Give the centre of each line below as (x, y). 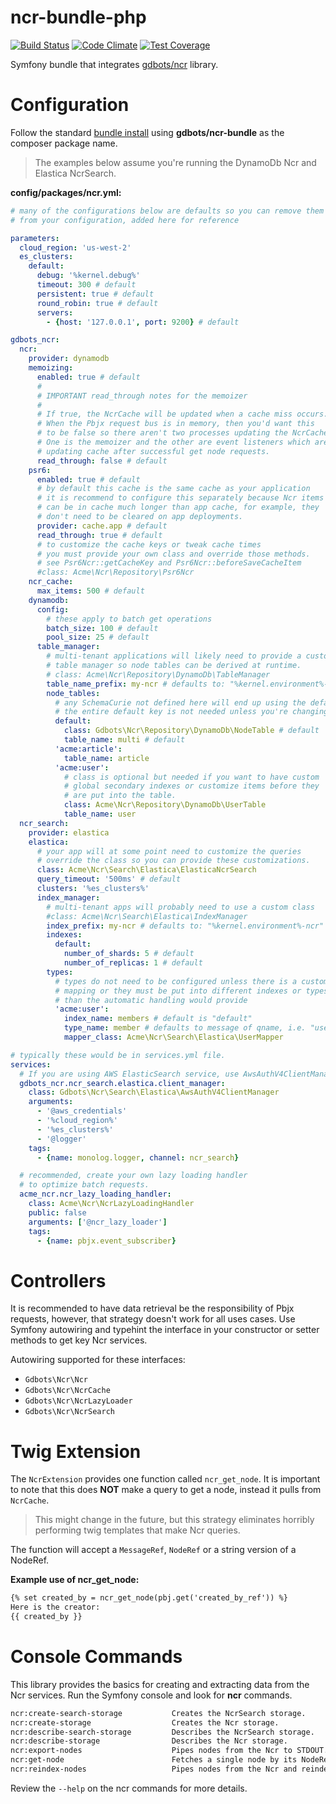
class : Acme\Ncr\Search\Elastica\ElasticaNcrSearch (146, 870)
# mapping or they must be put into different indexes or (178, 991)
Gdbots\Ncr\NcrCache (67, 1391)
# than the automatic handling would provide (151, 1000)
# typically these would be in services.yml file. (118, 1055)
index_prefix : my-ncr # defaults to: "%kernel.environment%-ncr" (185, 926)
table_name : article (106, 758)
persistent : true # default (95, 294)
